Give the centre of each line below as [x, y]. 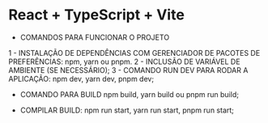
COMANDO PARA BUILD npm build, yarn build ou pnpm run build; [129, 94]
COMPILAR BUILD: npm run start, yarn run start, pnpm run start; [127, 110]
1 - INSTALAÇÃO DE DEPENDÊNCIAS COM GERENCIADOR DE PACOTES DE [134, 53]
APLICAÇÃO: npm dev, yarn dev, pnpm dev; [81, 78]
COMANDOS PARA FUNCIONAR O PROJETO [95, 37]
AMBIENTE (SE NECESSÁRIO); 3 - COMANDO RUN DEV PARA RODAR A [128, 70]
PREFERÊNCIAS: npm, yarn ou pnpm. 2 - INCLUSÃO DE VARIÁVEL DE [124, 61]
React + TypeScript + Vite [96, 15]
